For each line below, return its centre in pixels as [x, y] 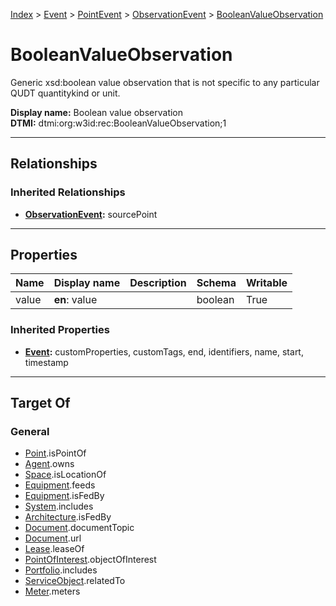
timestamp [46, 362]
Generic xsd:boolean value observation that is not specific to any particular [165, 82]
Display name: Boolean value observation [97, 112]
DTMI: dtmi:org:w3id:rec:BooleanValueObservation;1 [118, 123]
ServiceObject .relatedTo [75, 581]
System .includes [59, 506]
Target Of [40, 403]
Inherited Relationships [68, 192]
